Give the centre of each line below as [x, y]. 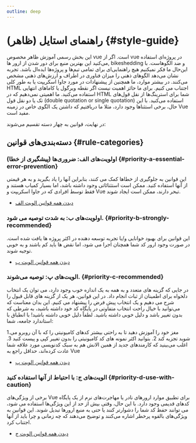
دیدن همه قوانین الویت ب [43, 262]
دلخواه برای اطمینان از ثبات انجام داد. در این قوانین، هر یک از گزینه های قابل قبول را [97, 296]
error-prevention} [32, 166]
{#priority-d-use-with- [141, 377]
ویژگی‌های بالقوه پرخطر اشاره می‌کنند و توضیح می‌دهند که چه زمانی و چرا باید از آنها [97, 416]
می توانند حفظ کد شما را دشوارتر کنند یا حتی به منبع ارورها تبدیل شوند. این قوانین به [98, 410]
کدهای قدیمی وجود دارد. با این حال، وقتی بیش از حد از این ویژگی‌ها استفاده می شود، [98, 404]
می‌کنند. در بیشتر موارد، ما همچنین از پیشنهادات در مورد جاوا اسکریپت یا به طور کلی [97, 81]
